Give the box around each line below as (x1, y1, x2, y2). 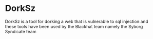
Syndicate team (5, 29, 37, 34)
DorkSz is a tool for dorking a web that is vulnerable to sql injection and (5, 19, 149, 24)
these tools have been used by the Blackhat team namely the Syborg (5, 23, 143, 29)
